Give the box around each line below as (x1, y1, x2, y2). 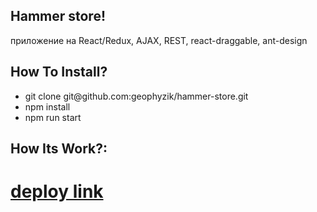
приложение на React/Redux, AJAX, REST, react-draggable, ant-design (10, 34, 308, 46)
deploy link (10, 180, 104, 203)
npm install (24, 100, 71, 113)
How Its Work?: (10, 140, 108, 158)
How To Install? (10, 64, 108, 81)
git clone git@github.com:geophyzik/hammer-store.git (24, 90, 249, 102)
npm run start (24, 111, 82, 123)
